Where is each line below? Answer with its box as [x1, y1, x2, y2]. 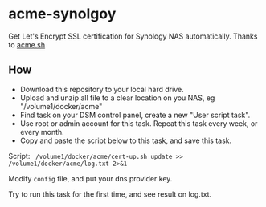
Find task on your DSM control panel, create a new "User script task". [19, 110, 251, 120]
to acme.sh [8, 39, 46, 49]
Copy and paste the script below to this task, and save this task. [19, 136, 232, 145]
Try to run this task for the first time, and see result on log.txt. [8, 189, 212, 199]
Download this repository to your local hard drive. [19, 84, 184, 94]
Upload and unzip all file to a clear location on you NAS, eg [19, 93, 215, 103]
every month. [19, 127, 64, 136]
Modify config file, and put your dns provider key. [8, 173, 173, 183]
